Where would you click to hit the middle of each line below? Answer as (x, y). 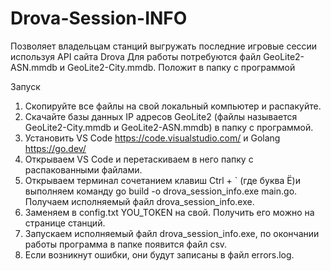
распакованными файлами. (83, 169)
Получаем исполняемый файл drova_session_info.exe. (139, 201)
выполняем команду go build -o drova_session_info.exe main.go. (161, 191)
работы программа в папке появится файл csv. (126, 244)
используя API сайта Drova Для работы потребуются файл (136, 56)
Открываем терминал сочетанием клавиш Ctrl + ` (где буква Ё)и (162, 180)
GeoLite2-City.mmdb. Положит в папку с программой (181, 67)
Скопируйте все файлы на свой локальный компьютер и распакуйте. (173, 106)
